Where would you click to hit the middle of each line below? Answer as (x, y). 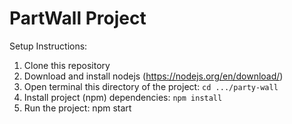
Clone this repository (67, 65)
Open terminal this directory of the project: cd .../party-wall (151, 86)
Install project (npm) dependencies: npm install (123, 97)
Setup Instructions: (48, 46)
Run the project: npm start (77, 108)
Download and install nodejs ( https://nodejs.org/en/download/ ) (153, 76)
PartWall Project (78, 18)
